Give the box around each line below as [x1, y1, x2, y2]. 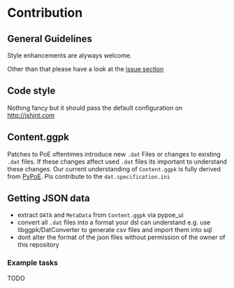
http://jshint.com [7, 110, 55, 120]
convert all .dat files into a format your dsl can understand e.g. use [17, 218, 211, 226]
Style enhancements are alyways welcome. [7, 51, 132, 59]
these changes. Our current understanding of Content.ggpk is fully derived [7, 164, 221, 173]
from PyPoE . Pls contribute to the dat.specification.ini [7, 172, 170, 180]
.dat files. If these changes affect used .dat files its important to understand [7, 157, 227, 166]
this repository [17, 240, 59, 249]
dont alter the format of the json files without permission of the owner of [17, 233, 226, 242]
